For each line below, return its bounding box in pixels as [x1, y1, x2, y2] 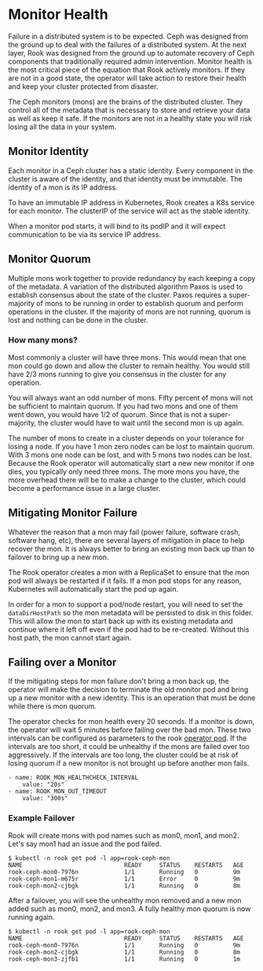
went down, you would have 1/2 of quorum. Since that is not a [8, 409, 208, 419]
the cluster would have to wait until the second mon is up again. [38, 418, 244, 427]
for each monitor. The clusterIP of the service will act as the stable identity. [8, 206, 250, 216]
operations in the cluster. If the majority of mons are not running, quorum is [8, 307, 251, 316]
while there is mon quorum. [8, 702, 97, 711]
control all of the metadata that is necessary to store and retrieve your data [8, 105, 250, 115]
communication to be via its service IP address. [8, 230, 162, 239]
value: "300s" [22, 795, 68, 803]
